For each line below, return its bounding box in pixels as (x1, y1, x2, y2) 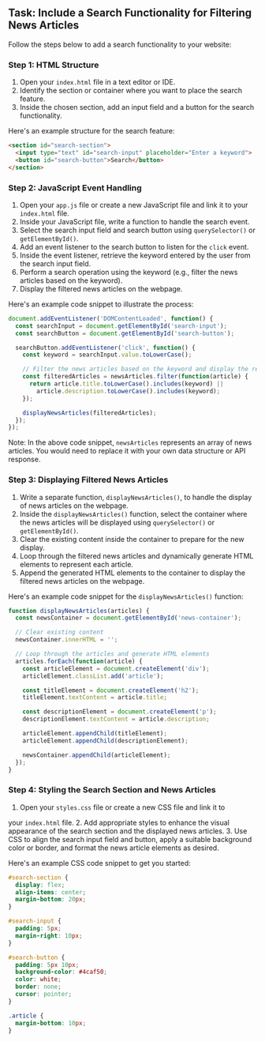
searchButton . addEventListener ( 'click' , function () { (15, 344, 196, 352)
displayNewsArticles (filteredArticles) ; (22, 408, 157, 417)
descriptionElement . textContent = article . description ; (22, 715, 211, 724)
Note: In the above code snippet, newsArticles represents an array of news (8, 438, 252, 447)
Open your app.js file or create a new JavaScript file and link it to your (19, 200, 248, 209)
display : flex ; (15, 881, 65, 889)
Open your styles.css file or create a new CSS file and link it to (19, 802, 226, 812)
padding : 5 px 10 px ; (15, 961, 80, 969)
